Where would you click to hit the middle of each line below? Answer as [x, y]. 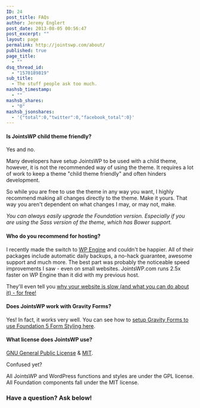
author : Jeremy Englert [36, 23]
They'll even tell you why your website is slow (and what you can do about [98, 286]
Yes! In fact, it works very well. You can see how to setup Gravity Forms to [98, 320]
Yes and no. [21, 149]
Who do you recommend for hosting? [53, 236]
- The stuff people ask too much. [54, 84]
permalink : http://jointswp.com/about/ [56, 45]
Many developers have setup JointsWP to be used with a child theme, [92, 161]
